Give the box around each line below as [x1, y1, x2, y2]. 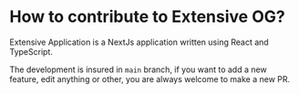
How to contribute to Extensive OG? [9, 6, 285, 27]
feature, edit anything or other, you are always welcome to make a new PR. [9, 73, 291, 84]
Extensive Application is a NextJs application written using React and [9, 37, 269, 47]
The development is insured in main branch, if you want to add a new [9, 64, 267, 75]
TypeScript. [9, 46, 53, 57]
